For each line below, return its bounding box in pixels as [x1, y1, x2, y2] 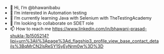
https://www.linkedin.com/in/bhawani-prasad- [52, 26, 147, 31]
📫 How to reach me [9, 26, 51, 31]
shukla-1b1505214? [9, 33, 49, 39]
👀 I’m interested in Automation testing [9, 10, 87, 16]
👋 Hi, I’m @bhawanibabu [9, 5, 61, 10]
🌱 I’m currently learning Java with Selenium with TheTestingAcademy [9, 15, 152, 21]
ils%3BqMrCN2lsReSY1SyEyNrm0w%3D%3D [9, 43, 104, 49]
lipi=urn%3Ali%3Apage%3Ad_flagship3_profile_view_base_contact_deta [9, 38, 159, 44]
